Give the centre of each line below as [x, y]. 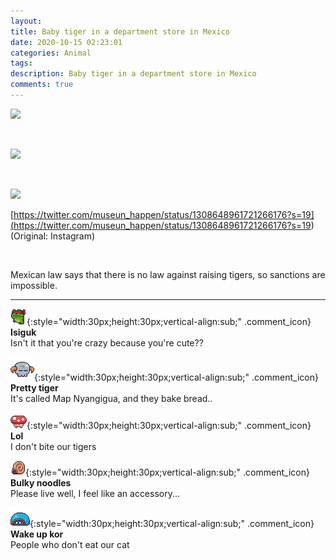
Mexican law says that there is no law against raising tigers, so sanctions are [168, 274]
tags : [21, 63]
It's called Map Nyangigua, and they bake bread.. [111, 398]
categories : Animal [51, 53]
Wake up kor [37, 534]
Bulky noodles [41, 482]
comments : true [42, 85]
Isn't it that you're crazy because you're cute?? [107, 342]
